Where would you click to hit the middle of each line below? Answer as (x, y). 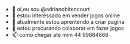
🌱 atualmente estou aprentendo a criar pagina (68, 22)
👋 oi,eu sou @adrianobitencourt (51, 9)
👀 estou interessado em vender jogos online (66, 15)
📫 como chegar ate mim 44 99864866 (60, 35)
